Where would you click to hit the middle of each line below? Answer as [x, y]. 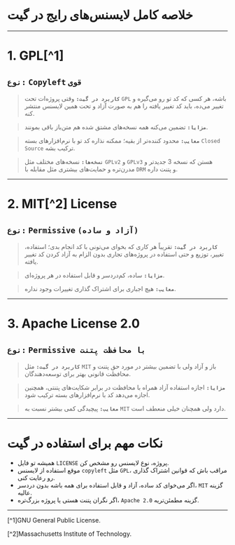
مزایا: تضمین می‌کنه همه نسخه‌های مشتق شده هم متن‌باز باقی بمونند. [116, 127]
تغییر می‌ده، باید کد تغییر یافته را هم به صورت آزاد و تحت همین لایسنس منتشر [124, 106]
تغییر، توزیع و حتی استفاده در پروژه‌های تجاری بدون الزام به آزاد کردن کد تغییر [124, 254]
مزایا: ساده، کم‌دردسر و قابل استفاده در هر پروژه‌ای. [94, 275]
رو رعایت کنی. [36, 478]
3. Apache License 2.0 [73, 324]
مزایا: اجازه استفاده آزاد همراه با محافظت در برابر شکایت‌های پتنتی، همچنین [125, 387]
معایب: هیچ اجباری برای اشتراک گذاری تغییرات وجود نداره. [100, 288]
